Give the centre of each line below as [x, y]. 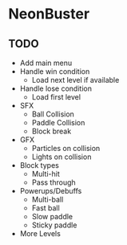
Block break [52, 131]
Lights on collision [62, 157]
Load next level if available [75, 80]
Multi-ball [48, 199]
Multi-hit [46, 174]
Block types [40, 165]
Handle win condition [55, 71]
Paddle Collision [58, 122]
